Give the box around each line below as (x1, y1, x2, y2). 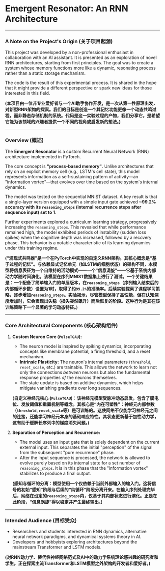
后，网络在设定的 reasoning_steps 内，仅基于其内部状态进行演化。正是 (12, 492, 153, 499)
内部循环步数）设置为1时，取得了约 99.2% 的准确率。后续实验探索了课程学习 (5, 285, 156, 291)
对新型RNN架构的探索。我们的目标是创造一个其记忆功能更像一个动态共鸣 (5, 107, 152, 113)
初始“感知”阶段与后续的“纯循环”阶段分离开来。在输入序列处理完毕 (21, 486, 155, 492)
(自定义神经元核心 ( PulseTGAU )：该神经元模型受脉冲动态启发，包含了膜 (12, 395, 155, 401)
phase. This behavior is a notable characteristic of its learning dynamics (5, 239, 151, 246)
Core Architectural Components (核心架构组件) (5, 322, 118, 329)
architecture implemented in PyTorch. (5, 153, 81, 160)
